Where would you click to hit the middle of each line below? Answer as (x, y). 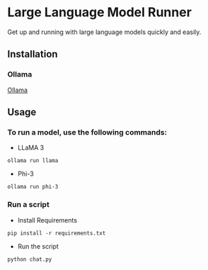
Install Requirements (47, 220)
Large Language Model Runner (100, 12)
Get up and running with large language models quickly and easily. (104, 32)
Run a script (28, 205)
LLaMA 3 (31, 148)
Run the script (38, 246)
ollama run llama (33, 161)
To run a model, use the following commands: (87, 132)
